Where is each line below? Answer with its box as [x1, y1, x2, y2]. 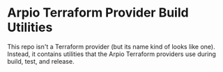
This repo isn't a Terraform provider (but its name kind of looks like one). [7, 42, 215, 51]
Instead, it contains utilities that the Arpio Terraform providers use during [7, 50, 216, 58]
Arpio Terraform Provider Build [7, 5, 190, 21]
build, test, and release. [7, 57, 75, 65]
